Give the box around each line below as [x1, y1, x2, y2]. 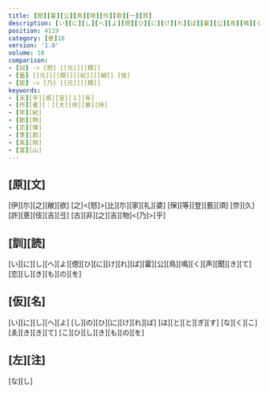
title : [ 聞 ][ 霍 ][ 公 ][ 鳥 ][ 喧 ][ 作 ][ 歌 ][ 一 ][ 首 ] [8, 11, 153, 20]
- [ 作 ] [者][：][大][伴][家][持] [8, 101, 108, 109]
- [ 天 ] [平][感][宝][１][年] [8, 94, 95, 102]
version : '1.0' [8, 42, 59, 50]
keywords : [8, 86, 42, 95]
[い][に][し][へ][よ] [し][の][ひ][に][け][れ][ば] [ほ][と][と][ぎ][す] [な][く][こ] [8, 318, 259, 327]
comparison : [8, 57, 48, 65]
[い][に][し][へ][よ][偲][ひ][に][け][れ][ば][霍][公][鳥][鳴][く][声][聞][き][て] [8, 259, 252, 269]
